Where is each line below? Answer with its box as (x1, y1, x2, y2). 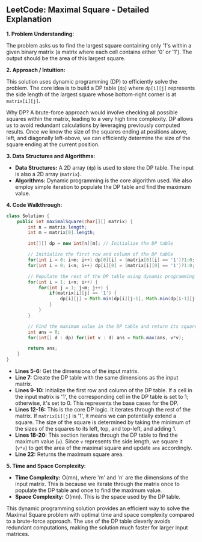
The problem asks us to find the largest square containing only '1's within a (6, 42, 192, 49)
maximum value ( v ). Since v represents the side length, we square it (14, 438, 183, 445)
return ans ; (28, 345, 58, 351)
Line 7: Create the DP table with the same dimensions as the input (14, 374, 179, 381)
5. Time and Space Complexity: (6, 463, 86, 470)
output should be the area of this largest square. (6, 54, 126, 62)
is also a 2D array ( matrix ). (14, 170, 82, 177)
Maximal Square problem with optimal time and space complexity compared (6, 511, 195, 519)
